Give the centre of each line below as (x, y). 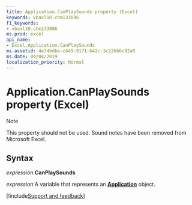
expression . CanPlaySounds (41, 173)
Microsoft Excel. (26, 139)
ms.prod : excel (25, 34)
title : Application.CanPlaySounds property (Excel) (72, 12)
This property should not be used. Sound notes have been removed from (96, 133)
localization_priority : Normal (45, 62)
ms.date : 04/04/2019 (32, 57)
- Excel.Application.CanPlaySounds (51, 46)
